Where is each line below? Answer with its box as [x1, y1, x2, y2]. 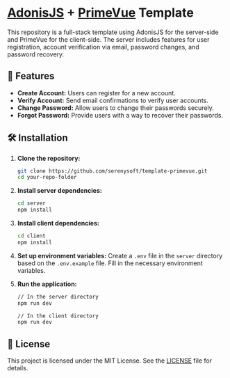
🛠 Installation [7, 132, 68, 144]
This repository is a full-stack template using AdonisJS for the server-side [7, 28, 219, 36]
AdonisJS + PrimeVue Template [7, 5, 195, 21]
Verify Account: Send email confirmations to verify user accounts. [17, 96, 208, 104]
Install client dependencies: [17, 219, 99, 228]
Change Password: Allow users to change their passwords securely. [17, 103, 214, 112]
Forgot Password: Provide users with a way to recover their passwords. [17, 111, 224, 119]
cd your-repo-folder [17, 174, 77, 181]
